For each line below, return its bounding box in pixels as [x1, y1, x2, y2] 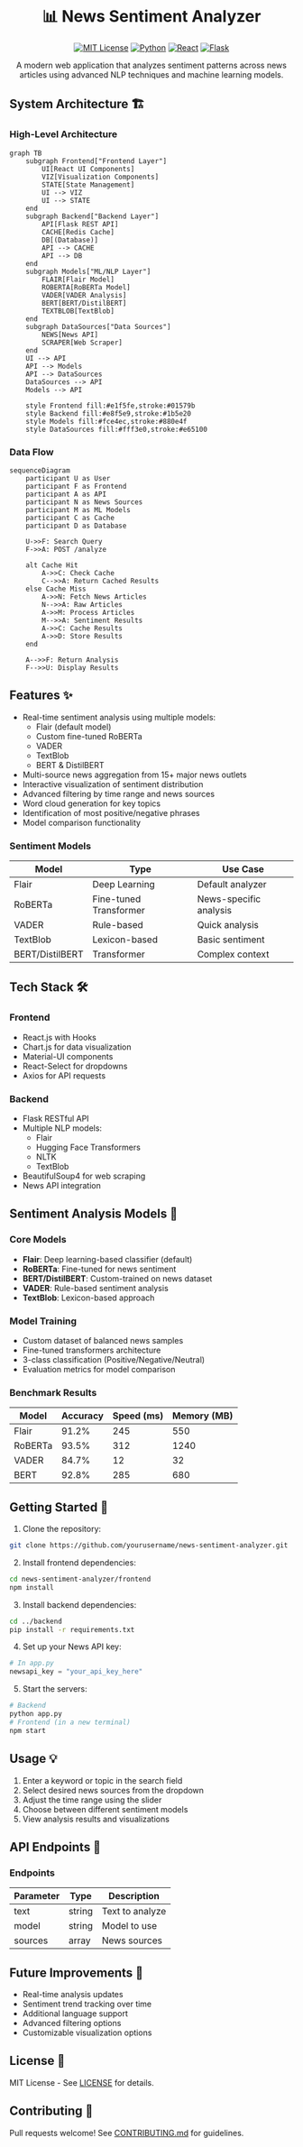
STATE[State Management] [41, 180, 135, 189]
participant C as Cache [25, 513, 115, 522]
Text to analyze [101, 1905, 167, 1918]
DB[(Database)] [41, 235, 99, 244]
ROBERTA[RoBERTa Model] [41, 282, 131, 292]
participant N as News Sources [25, 497, 143, 507]
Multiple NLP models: [22, 1123, 102, 1133]
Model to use [101, 1920, 158, 1932]
